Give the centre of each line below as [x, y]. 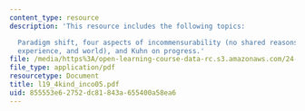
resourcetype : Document [54, 76]
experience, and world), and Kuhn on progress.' [111, 51]
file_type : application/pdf [63, 68]
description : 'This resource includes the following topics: [128, 26]
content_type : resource [54, 18]
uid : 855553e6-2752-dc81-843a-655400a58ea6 [93, 92]
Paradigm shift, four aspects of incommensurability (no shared [142, 42]
